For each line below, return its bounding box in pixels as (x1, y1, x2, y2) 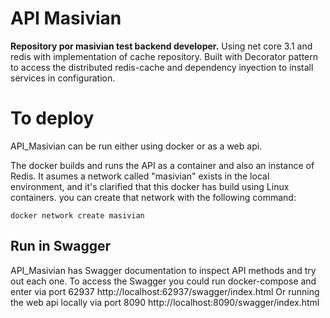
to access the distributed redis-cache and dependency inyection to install (10, 61, 314, 73)
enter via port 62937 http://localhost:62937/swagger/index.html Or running (10, 285, 320, 297)
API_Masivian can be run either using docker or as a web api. (10, 140, 263, 152)
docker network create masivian (10, 210, 145, 221)
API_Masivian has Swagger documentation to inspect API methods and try (10, 264, 317, 276)
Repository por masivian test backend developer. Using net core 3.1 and (10, 40, 313, 52)
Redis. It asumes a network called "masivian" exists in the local (10, 170, 270, 182)
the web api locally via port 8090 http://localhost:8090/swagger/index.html (10, 296, 320, 308)
